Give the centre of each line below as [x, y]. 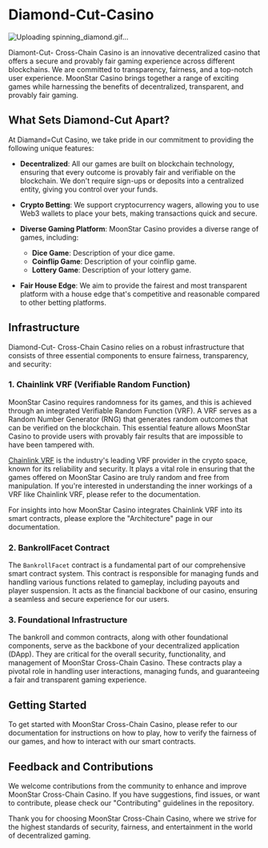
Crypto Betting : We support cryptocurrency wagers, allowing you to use [140, 204]
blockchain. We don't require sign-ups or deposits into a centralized [132, 180]
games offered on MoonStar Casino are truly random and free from [119, 477]
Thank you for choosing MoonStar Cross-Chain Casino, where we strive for [133, 818]
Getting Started [48, 705]
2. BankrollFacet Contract [59, 547]
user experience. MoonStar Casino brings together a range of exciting [124, 78]
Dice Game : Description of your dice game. [103, 252]
